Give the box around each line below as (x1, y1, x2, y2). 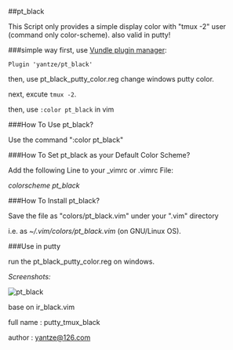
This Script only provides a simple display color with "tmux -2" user (8, 22, 226, 31)
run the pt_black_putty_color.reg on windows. (8, 257, 155, 266)
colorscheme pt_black (8, 180, 80, 190)
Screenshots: (8, 272, 51, 281)
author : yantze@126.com (8, 333, 91, 342)
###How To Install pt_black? (8, 196, 100, 205)
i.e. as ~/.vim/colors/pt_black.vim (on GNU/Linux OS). (8, 227, 182, 235)
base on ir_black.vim (8, 302, 75, 312)
